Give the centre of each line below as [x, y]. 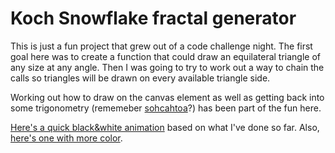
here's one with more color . [66, 138]
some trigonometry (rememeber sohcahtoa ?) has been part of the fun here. [166, 108]
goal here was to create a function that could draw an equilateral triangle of [166, 56]
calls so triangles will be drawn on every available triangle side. [140, 78]
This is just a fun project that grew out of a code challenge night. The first [161, 46]
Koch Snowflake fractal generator [153, 18]
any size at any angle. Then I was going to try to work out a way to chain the [167, 67]
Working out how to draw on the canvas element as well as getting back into [167, 97]
